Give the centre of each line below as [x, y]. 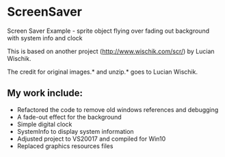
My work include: [45, 93]
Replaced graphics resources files [65, 146]
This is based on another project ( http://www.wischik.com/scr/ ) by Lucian [111, 51]
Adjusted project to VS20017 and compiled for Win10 [91, 139]
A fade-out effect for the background [69, 117]
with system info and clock [45, 38]
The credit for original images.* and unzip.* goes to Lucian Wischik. [103, 72]
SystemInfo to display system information [76, 131]
